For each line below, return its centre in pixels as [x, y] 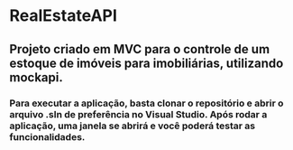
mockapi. [36, 77]
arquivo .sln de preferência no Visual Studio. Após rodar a [138, 114]
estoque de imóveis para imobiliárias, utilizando [146, 63]
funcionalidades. [47, 136]
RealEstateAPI [63, 16]
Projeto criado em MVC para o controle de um [140, 49]
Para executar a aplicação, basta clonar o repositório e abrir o [146, 103]
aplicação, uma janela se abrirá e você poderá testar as [132, 126]
